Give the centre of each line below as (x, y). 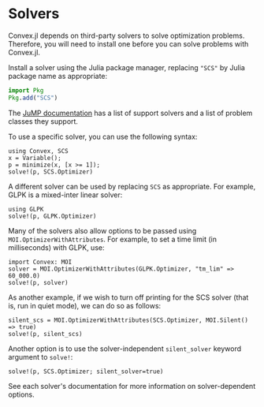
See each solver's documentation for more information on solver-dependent (132, 386)
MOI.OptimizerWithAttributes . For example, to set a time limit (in (112, 239)
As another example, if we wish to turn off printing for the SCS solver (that (128, 297)
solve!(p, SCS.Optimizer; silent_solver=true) (86, 372)
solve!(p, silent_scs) (45, 334)
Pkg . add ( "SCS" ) (33, 98)
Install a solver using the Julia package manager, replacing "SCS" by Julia (127, 67)
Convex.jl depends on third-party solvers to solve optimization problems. (126, 35)
